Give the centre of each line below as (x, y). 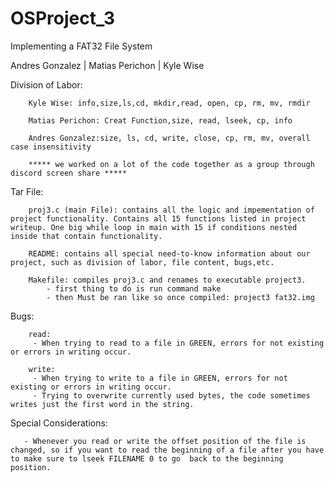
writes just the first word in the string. (102, 404)
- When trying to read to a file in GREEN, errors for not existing (178, 343)
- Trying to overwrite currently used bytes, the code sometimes (171, 395)
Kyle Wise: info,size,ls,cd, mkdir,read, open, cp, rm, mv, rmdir (169, 103)
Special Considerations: (59, 423)
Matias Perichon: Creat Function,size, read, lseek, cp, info (160, 120)
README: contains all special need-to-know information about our (169, 253)
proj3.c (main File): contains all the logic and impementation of (171, 210)
